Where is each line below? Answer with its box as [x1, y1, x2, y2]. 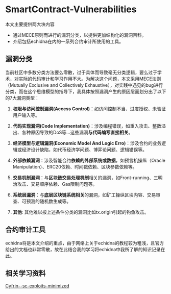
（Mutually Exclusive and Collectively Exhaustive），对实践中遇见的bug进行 [5, 82, 163, 88]
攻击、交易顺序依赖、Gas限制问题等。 [17, 181, 97, 187]
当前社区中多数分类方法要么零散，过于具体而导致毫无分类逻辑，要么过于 [5, 69, 157, 75]
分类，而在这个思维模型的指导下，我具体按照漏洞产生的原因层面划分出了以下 [5, 88, 166, 94]
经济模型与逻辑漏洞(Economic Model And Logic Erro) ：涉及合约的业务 [12, 140, 162, 146]
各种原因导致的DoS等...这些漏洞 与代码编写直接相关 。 [21, 129, 133, 135]
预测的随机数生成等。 [26, 198, 71, 204]
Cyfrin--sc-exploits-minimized [5, 283, 69, 289]
